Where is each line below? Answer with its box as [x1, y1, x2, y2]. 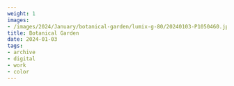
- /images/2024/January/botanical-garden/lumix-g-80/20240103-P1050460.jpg [7, 23, 232, 30]
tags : [7, 42, 23, 49]
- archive [7, 49, 36, 56]
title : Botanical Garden [7, 29, 79, 37]
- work [7, 62, 26, 69]
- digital [7, 55, 36, 62]
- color [7, 68, 30, 75]
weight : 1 [7, 10, 36, 17]
